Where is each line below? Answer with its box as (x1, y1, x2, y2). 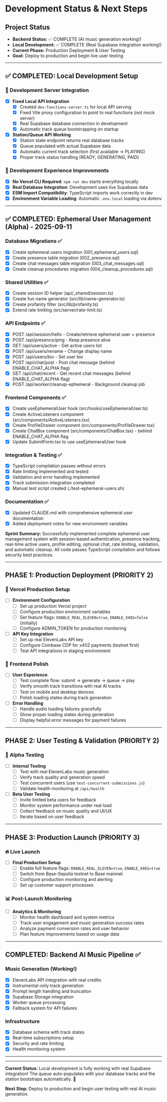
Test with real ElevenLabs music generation (19, 768, 109, 775)
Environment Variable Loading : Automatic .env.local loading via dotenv (12, 195, 162, 201)
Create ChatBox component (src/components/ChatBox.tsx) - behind (12, 428, 153, 434)
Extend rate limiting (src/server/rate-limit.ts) (12, 307, 102, 313)
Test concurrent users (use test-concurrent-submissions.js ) (19, 780, 145, 786)
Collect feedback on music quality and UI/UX (19, 808, 112, 814)
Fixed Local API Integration (12, 98, 70, 104)
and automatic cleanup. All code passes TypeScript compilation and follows (5, 546, 161, 552)
